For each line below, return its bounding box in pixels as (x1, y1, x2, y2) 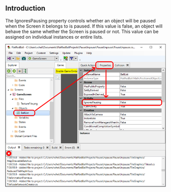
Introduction (5, 4, 46, 13)
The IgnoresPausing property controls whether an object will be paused (5, 17, 156, 23)
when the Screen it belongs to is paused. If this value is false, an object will (5, 23, 163, 29)
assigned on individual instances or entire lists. (5, 34, 103, 40)
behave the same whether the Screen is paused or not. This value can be (5, 28, 159, 35)
